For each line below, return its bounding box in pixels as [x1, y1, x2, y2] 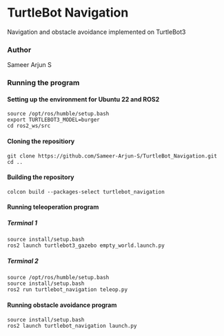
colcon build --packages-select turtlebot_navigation [7, 188, 165, 195]
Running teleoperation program [7, 203, 99, 212]
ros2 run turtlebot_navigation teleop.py [7, 286, 128, 293]
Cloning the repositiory [7, 137, 75, 145]
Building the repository [7, 173, 74, 181]
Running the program [7, 78, 80, 88]
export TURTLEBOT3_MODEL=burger [7, 116, 100, 124]
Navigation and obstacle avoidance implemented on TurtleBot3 [7, 28, 186, 36]
